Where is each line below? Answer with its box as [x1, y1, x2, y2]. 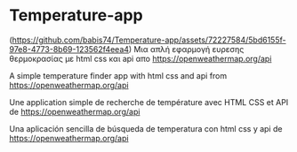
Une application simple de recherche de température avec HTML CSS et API [9, 96, 289, 107]
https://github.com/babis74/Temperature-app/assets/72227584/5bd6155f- [12, 34, 286, 45]
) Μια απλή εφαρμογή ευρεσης [128, 43, 245, 54]
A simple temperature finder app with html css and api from [9, 70, 228, 80]
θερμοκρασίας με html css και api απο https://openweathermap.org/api [9, 53, 272, 64]
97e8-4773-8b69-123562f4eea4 [9, 43, 130, 54]
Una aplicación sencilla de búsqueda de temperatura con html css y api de [9, 123, 283, 133]
